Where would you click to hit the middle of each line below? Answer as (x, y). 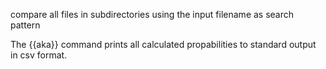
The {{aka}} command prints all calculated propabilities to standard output (163, 44)
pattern (25, 25)
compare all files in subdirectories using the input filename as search (152, 14)
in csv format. (39, 55)
